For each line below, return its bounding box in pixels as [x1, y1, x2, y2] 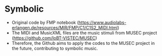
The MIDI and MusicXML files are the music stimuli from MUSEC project [11, 30, 158, 36]
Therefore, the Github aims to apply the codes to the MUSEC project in [11, 40, 155, 46]
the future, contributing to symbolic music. [11, 45, 98, 51]
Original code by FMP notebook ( [11, 19, 79, 25]
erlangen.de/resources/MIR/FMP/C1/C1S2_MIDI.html [11, 24, 118, 30]
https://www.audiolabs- [79, 19, 127, 25]
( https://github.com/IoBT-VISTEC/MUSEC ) [11, 35, 97, 41]
